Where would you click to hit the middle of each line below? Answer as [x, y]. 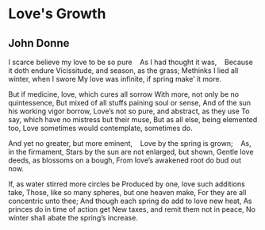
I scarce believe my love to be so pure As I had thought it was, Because [131, 62]
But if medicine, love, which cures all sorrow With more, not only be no [124, 94]
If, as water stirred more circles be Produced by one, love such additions [127, 184]
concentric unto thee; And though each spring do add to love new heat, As [130, 201]
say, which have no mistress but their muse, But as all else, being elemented [133, 119]
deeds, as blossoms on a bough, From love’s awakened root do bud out [125, 160]
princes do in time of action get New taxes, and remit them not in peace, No [132, 209]
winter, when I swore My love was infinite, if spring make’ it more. [115, 79]
